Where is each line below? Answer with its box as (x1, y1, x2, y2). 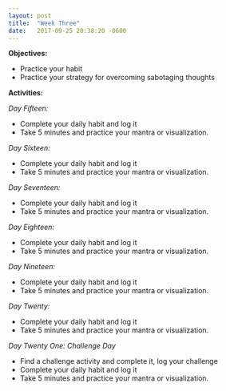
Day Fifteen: (8, 103, 49, 113)
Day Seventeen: (8, 183, 61, 192)
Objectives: (8, 49, 48, 58)
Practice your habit (19, 64, 83, 74)
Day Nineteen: (8, 262, 56, 272)
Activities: (8, 88, 44, 98)
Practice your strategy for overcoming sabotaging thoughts (19, 73, 216, 83)
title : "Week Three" (8, 19, 81, 27)
